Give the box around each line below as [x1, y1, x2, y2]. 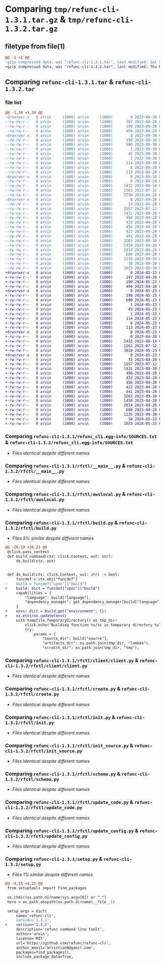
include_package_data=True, [16, 954, 74, 960]
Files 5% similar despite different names [12, 535, 94, 541]
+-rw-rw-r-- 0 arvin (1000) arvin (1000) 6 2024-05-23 [5, 321, 157, 326]
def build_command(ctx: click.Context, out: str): [7, 554, 113, 559]
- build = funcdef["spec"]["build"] [5, 581, 87, 586]
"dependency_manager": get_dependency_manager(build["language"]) [25, 600, 164, 604]
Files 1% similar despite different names [12, 872, 93, 877]
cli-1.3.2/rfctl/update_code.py [5, 805, 82, 811]
